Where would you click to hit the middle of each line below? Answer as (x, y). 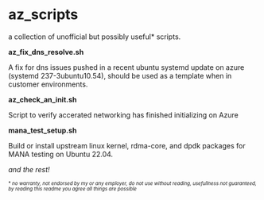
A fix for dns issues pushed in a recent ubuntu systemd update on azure (126, 67)
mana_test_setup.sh (43, 130)
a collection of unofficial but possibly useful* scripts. (95, 37)
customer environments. (48, 84)
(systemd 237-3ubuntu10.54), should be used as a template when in (120, 75)
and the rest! (29, 169)
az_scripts (43, 15)
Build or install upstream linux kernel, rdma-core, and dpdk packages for (127, 145)
